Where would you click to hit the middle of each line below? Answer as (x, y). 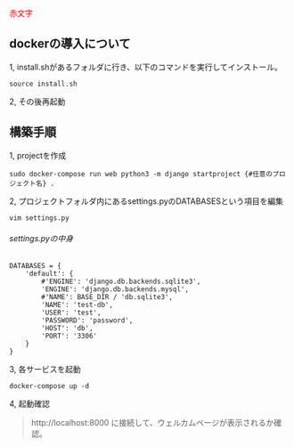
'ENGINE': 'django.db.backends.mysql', (115, 289)
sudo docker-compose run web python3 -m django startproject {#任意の (141, 174)
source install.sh (43, 84)
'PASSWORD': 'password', (87, 320)
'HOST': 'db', (67, 328)
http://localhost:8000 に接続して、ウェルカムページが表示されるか (152, 422)
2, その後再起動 (37, 102)
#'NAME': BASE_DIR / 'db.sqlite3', (107, 297)
